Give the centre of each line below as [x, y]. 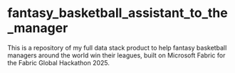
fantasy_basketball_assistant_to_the [117, 13]
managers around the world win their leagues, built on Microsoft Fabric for [116, 55]
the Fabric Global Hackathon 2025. [59, 62]
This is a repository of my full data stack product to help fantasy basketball [117, 47]
